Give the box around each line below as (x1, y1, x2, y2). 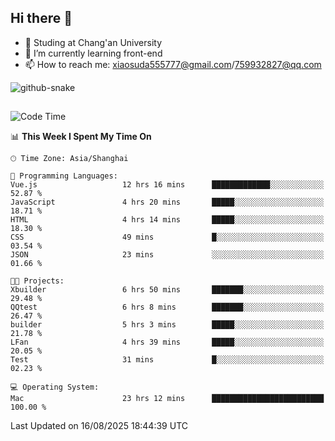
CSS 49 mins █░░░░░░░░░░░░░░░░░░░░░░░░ (10, 232, 325, 243)
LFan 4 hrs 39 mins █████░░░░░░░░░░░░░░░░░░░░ (10, 337, 325, 348)
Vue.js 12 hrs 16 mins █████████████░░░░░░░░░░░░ (10, 180, 325, 190)
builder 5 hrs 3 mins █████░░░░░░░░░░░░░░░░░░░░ (10, 320, 325, 330)
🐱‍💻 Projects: (10, 276, 65, 286)
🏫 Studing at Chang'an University (24, 36, 162, 48)
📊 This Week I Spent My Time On (10, 131, 152, 143)
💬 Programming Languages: (10, 171, 118, 181)
